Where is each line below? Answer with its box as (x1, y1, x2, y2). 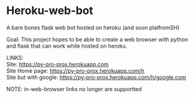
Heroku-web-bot (6, 4, 93, 18)
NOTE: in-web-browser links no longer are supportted (6, 85, 142, 92)
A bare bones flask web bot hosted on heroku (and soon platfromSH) (6, 24, 180, 31)
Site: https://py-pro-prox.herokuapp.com (6, 61, 109, 68)
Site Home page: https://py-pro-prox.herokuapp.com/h (6, 67, 145, 74)
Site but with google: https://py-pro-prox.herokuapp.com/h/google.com (6, 73, 186, 81)
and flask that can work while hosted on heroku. (6, 42, 128, 50)
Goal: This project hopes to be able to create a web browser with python (6, 35, 189, 43)
